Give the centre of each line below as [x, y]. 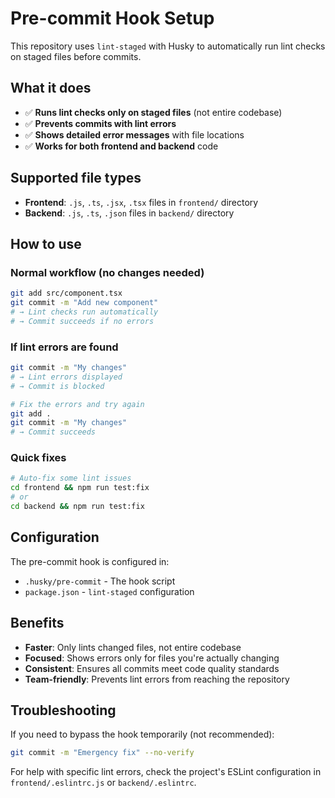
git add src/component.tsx [66, 293]
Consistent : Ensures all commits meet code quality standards [152, 668]
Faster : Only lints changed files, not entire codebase [133, 647]
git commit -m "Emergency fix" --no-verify [102, 753]
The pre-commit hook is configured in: [90, 561]
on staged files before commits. [76, 56]
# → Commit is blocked [57, 386]
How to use [46, 243]
